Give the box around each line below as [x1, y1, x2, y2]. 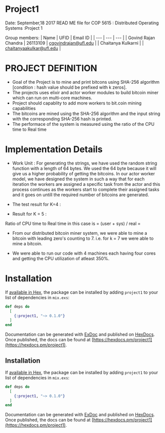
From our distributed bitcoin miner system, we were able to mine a [12, 230, 147, 236]
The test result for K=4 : [12, 201, 61, 207]
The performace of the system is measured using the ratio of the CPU [12, 121, 155, 127]
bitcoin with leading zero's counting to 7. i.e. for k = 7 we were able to [12, 235, 154, 241]
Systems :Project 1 [5, 25, 43, 31]
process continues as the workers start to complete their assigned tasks [12, 186, 160, 192]
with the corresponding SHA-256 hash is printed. [12, 115, 113, 122]
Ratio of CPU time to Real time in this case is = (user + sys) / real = [5, 220, 141, 226]
